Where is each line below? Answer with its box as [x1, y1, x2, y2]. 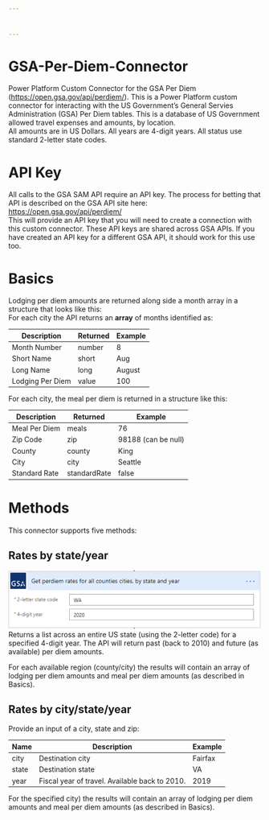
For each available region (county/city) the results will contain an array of [8, 662, 251, 672]
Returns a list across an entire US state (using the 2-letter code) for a [8, 629, 237, 639]
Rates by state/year [8, 548, 108, 562]
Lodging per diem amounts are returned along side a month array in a [8, 296, 238, 306]
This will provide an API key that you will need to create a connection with [8, 216, 252, 225]
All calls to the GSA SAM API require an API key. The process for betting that [8, 190, 261, 200]
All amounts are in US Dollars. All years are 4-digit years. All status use [8, 126, 243, 136]
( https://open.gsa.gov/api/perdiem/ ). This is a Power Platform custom [8, 93, 238, 102]
